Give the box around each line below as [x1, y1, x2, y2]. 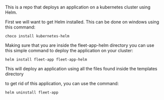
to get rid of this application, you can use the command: [5, 81, 119, 86]
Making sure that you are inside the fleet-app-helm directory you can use [5, 42, 155, 48]
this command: [5, 24, 36, 30]
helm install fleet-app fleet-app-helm [5, 57, 87, 62]
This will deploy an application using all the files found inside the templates [5, 66, 158, 71]
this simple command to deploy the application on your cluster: [5, 48, 133, 53]
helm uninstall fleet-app [5, 90, 58, 95]
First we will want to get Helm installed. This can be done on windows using [5, 19, 160, 25]
